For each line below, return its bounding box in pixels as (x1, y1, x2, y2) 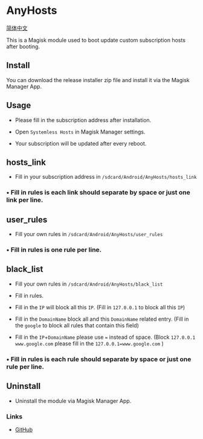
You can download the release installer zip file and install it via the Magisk (6, 76, 190, 83)
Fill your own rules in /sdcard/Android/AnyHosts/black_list (14, 280, 163, 287)
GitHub (14, 426, 33, 433)
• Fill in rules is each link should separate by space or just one (6, 188, 190, 197)
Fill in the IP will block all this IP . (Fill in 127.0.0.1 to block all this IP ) (14, 303, 185, 311)
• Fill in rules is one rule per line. (6, 246, 102, 254)
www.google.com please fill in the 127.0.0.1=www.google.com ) (14, 339, 164, 347)
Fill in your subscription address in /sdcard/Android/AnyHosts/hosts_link (14, 173, 197, 181)
